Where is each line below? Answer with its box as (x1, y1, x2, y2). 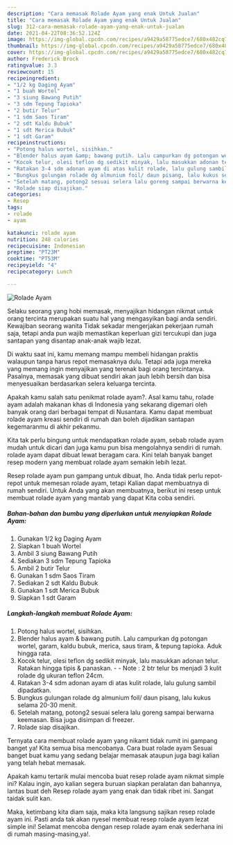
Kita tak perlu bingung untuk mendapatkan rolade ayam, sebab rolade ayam (7, 436, 224, 444)
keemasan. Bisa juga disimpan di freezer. (17, 715, 135, 723)
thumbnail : (7, 42, 39, 49)
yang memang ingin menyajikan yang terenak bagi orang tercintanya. (7, 364, 205, 372)
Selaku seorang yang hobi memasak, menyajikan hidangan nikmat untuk (7, 306, 214, 315)
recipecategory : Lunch (7, 268, 73, 275)
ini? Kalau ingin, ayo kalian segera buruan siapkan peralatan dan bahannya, (7, 779, 222, 787)
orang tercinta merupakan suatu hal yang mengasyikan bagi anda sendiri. (7, 314, 217, 322)
